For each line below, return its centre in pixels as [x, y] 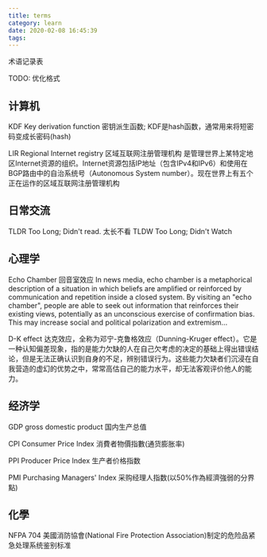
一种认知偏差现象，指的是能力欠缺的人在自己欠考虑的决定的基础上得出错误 [130, 349]
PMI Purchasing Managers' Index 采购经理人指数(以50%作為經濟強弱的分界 [132, 477]
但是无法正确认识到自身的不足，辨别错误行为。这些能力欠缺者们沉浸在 [137, 358]
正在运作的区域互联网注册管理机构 [64, 183]
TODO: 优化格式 [35, 78]
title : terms [30, 16]
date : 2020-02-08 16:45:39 [53, 30]
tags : [17, 38]
